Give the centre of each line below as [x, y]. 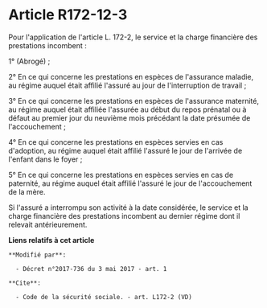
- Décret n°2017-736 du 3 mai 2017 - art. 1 [91, 269]
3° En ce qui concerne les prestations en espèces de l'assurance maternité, [134, 101]
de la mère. [27, 191]
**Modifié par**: [37, 255]
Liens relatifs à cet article [51, 240]
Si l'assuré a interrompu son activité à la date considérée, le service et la [128, 207]
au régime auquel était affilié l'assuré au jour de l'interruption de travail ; [127, 85]
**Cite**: [25, 283]
